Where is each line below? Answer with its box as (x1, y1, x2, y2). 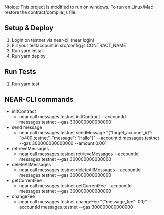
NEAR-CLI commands (4, 95, 74, 104)
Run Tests (4, 67, 36, 76)
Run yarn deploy (11, 53, 46, 59)
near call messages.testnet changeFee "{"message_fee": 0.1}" (19, 199, 147, 205)
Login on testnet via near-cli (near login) (11, 37, 95, 43)
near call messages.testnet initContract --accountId (19, 114, 126, 120)
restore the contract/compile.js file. (4, 9, 77, 15)
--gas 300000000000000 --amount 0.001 (19, 140, 107, 146)
